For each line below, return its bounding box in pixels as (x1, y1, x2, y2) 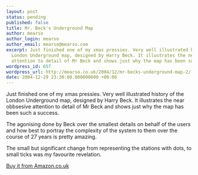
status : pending (6, 14, 46, 20)
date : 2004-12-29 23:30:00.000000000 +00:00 (6, 74, 117, 80)
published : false (6, 19, 49, 25)
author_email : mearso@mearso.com (6, 42, 88, 48)
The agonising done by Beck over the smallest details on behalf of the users (6, 121, 191, 128)
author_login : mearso (6, 36, 60, 42)
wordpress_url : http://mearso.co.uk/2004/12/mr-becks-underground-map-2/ (6, 69, 192, 75)
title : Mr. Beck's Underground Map (6, 25, 94, 31)
